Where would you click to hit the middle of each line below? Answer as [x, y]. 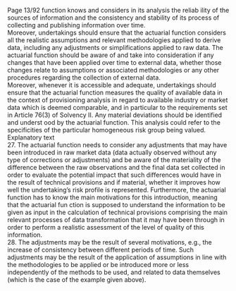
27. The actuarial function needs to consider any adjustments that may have [117, 145]
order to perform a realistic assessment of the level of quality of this [106, 227]
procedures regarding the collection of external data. [84, 78]
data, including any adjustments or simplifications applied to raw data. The [115, 48]
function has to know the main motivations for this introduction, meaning [112, 197]
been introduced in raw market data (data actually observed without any [112, 152]
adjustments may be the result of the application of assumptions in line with [117, 257]
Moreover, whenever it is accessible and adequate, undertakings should [112, 85]
